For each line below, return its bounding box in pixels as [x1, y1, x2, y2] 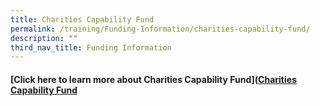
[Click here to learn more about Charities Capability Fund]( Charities [10, 73, 297, 85]
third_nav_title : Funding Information [10, 42, 172, 53]
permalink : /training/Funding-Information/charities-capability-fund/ [10, 24, 311, 34]
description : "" [10, 33, 78, 43]
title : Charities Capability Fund [10, 14, 155, 25]
